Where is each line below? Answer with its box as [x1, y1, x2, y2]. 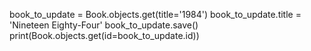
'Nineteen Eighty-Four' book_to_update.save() [9, 19, 199, 31]
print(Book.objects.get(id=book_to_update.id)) [9, 30, 200, 41]
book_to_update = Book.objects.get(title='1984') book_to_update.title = [9, 9, 302, 20]
